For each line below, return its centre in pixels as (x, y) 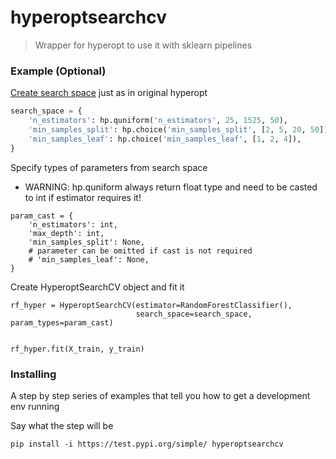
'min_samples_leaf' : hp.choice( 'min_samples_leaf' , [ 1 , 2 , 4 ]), (165, 139)
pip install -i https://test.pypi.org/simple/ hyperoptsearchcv (147, 444)
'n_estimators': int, (73, 224)
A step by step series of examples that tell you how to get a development (160, 395)
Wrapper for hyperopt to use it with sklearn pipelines (143, 45)
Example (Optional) (58, 71)
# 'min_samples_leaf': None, (89, 259)
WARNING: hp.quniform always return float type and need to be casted (171, 187)
